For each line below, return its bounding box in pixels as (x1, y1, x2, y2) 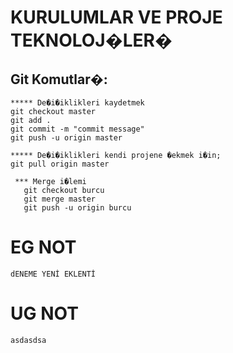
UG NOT (10, 302, 79, 325)
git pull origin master (10, 159, 110, 169)
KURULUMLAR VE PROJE (10, 6, 223, 29)
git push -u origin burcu (23, 203, 132, 213)
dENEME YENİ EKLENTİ (10, 269, 97, 279)
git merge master (23, 194, 97, 204)
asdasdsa (10, 335, 47, 345)
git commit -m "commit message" (10, 124, 145, 134)
